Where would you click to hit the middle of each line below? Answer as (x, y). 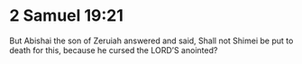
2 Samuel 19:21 (67, 16)
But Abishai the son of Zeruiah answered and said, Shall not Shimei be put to (151, 41)
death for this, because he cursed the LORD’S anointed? (114, 50)
